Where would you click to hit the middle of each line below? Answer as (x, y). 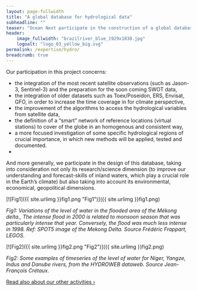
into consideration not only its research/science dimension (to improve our (96, 169)
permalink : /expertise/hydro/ (43, 50)
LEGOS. (16, 235)
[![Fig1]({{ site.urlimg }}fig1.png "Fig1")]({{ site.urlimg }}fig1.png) (83, 199)
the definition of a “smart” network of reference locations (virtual (93, 120)
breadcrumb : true (27, 55)
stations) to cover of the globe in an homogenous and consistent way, (99, 126)
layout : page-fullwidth (35, 11)
